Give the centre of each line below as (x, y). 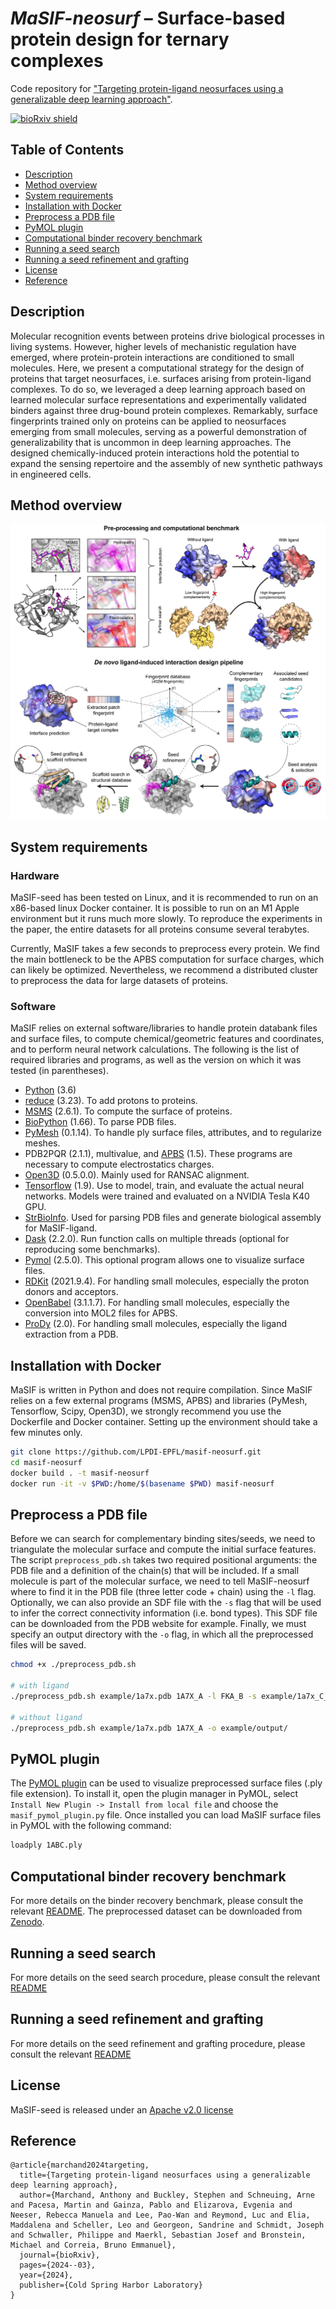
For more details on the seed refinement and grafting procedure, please (158, 2043)
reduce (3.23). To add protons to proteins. (111, 1101)
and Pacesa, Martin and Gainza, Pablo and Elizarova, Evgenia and (151, 2205)
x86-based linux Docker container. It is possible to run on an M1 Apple (155, 908)
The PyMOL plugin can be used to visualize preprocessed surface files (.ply (166, 1783)
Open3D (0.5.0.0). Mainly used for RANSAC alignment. (137, 1175)
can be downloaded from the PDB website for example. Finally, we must (158, 1624)
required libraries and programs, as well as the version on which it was (156, 1060)
